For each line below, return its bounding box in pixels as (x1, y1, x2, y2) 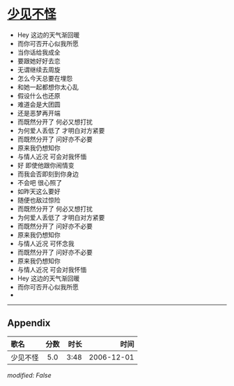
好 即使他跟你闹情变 (17, 161, 75, 169)
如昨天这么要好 (17, 187, 61, 195)
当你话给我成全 (17, 48, 61, 56)
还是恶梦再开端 (17, 108, 61, 117)
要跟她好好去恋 (17, 56, 61, 65)
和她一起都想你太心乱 (17, 83, 79, 91)
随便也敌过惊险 (17, 195, 61, 204)
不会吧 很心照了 (17, 178, 63, 186)
